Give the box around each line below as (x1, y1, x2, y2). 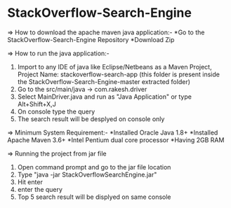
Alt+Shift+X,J (17, 99, 56, 108)
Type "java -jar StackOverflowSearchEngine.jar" (17, 170, 157, 179)
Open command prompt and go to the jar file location (17, 162, 171, 171)
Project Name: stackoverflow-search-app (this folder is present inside (17, 70, 220, 78)
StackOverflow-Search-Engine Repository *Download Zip (7, 35, 175, 43)
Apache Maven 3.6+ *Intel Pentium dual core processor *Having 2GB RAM (7, 135, 225, 144)
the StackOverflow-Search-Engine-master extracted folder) (17, 77, 191, 85)
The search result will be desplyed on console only (17, 114, 165, 123)
